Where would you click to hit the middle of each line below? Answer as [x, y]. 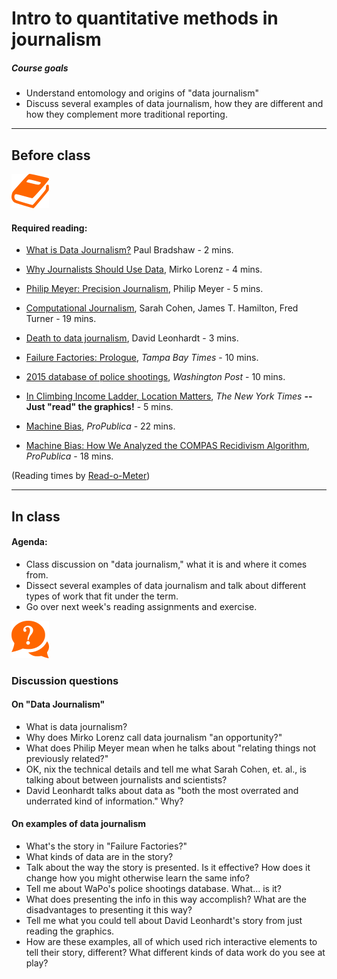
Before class [51, 155]
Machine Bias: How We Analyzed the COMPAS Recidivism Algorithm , [167, 446]
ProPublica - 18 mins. [69, 456]
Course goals [40, 68]
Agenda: [29, 542]
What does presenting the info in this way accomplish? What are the [166, 899]
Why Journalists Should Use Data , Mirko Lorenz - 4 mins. [144, 269]
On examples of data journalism [79, 824]
